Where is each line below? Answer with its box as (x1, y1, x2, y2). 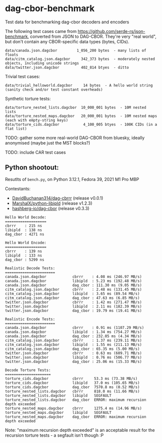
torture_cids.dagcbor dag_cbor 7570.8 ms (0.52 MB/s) (5, 384, 140, 390)
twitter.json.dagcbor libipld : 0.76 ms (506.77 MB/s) (5, 355, 142, 360)
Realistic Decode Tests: (5, 265, 55, 271)
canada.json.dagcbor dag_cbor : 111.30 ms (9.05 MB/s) (5, 282, 142, 288)
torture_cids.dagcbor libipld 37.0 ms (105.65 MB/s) (5, 380, 140, 385)
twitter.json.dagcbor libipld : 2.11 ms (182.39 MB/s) (5, 304, 142, 309)
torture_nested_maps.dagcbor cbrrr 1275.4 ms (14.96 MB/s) (5, 406, 142, 410)
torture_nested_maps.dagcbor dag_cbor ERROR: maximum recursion (5, 414, 146, 419)
